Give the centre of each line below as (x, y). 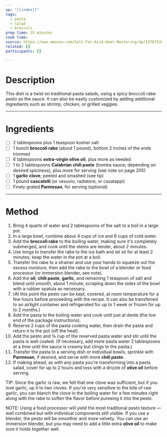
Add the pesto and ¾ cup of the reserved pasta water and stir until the (84, 336)
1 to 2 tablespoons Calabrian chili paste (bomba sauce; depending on (84, 164)
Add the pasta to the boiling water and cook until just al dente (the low (84, 315)
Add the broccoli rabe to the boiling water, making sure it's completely (85, 241)
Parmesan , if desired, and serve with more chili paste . (68, 357)
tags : (11, 14)
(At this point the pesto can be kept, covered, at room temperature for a (86, 294)
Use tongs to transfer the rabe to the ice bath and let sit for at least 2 (83, 252)
